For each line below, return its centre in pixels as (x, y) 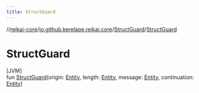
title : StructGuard (31, 12)
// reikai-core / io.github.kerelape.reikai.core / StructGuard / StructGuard (92, 29)
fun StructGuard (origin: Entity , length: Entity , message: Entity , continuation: (100, 77)
